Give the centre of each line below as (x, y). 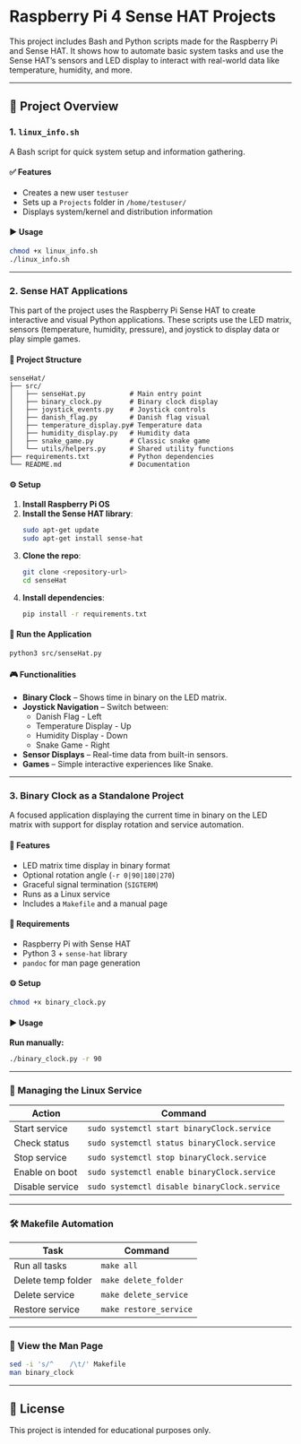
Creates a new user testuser (75, 192)
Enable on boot (46, 1172)
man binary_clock (42, 1372)
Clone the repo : (52, 556)
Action (46, 1113)
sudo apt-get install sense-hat (82, 539)
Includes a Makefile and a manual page (95, 904)
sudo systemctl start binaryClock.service (179, 1128)
